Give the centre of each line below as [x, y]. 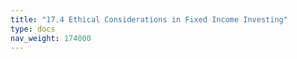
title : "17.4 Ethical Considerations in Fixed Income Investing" [149, 19]
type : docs [33, 29]
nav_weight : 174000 [51, 38]
